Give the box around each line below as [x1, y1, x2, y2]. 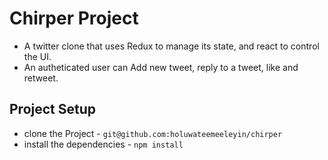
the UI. [23, 50, 52, 62]
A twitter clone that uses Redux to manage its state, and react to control [23, 40, 320, 52]
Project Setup [9, 101, 97, 118]
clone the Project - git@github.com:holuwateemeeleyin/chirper [23, 127, 283, 139]
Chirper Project [9, 7, 139, 30]
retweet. [23, 72, 59, 84]
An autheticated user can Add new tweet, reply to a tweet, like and [23, 61, 299, 73]
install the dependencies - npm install [23, 138, 184, 150]
